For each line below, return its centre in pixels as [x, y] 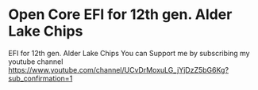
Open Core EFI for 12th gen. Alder [120, 15]
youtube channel [36, 62]
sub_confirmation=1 [40, 78]
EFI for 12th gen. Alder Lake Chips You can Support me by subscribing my [129, 53]
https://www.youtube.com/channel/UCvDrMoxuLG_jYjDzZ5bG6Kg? [118, 69]
